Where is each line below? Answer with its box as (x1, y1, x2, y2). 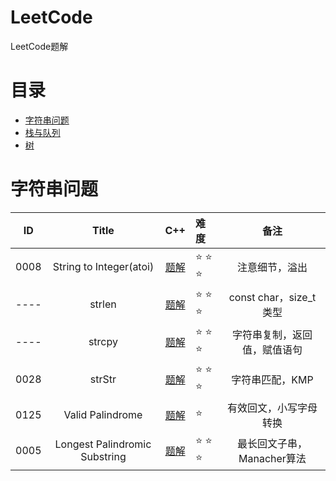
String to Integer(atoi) (52, 259, 155, 273)
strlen (89, 297, 117, 311)
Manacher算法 (238, 451, 307, 465)
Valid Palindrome (63, 407, 143, 421)
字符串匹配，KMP (231, 372, 314, 386)
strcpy (88, 334, 118, 348)
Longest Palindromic (54, 437, 152, 451)
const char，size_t (228, 290, 317, 304)
